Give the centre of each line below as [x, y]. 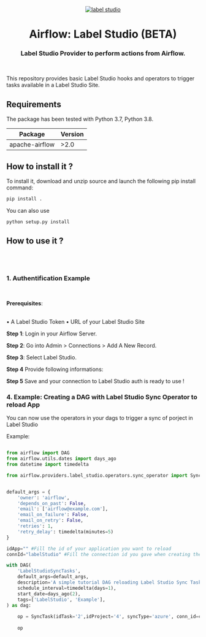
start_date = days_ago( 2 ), [49, 594]
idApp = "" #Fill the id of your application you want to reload [89, 549]
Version [72, 134]
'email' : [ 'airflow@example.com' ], [63, 509]
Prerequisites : [25, 303]
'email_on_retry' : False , [51, 521]
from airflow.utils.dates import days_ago [61, 459]
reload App [23, 405]
